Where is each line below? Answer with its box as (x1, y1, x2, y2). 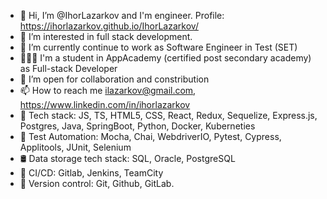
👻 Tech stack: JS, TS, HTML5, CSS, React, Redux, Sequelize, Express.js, (19, 110, 318, 121)
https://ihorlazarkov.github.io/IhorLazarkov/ (19, 20, 199, 32)
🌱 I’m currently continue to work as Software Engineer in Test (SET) (19, 41, 298, 53)
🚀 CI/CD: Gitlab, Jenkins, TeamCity (19, 167, 164, 179)
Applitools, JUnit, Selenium (19, 141, 132, 153)
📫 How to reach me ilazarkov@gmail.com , (19, 85, 197, 96)
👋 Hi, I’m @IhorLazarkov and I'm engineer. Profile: (19, 10, 225, 21)
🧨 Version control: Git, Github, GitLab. (19, 178, 175, 189)
